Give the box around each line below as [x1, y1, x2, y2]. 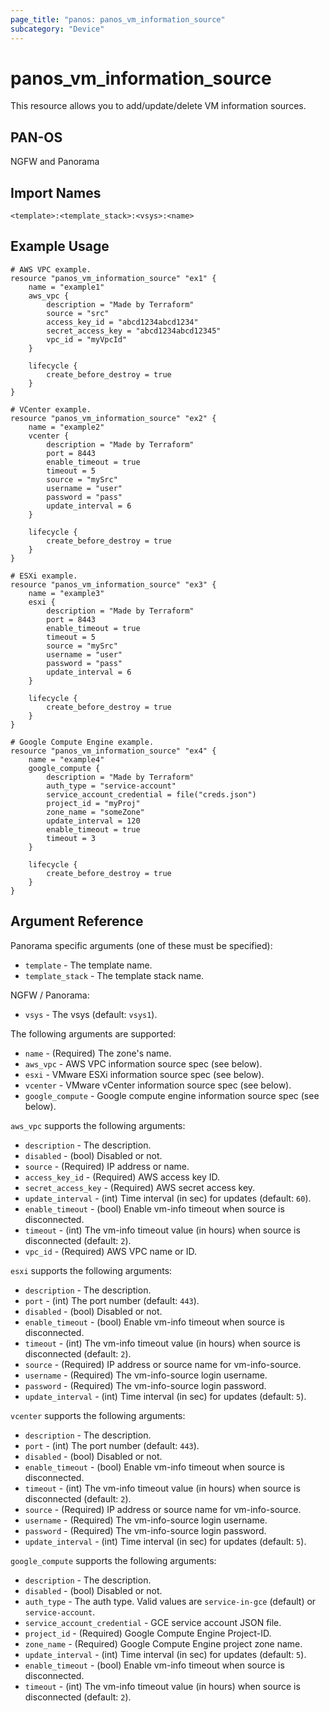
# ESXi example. [10, 571, 78, 581]
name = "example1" [28, 282, 105, 292]
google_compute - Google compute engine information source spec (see [24, 1089, 320, 1101]
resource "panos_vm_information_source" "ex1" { [10, 273, 217, 283]
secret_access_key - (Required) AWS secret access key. [24, 1181, 256, 1193]
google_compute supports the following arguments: [10, 1554, 217, 1566]
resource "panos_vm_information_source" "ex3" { [10, 579, 217, 590]
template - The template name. [24, 959, 153, 971]
